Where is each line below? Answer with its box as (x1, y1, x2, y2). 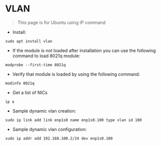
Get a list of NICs (12, 89, 47, 95)
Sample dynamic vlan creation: (12, 108, 76, 114)
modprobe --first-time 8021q (5, 62, 66, 67)
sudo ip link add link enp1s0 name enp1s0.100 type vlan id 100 (5, 118, 142, 123)
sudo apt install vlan (5, 38, 52, 44)
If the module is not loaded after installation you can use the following (12, 47, 156, 53)
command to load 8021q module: (12, 53, 80, 59)
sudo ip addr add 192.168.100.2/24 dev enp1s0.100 (5, 136, 113, 141)
